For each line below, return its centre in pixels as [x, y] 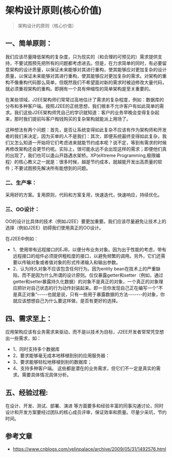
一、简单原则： [29, 43]
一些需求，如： [25, 338]
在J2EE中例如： [22, 239]
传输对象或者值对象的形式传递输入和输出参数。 [71, 262]
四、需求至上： [29, 318]
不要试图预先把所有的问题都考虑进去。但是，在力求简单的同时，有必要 [88, 63]
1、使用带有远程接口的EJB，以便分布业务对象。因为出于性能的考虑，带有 [90, 250]
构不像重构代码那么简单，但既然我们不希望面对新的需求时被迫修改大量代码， [86, 82]
